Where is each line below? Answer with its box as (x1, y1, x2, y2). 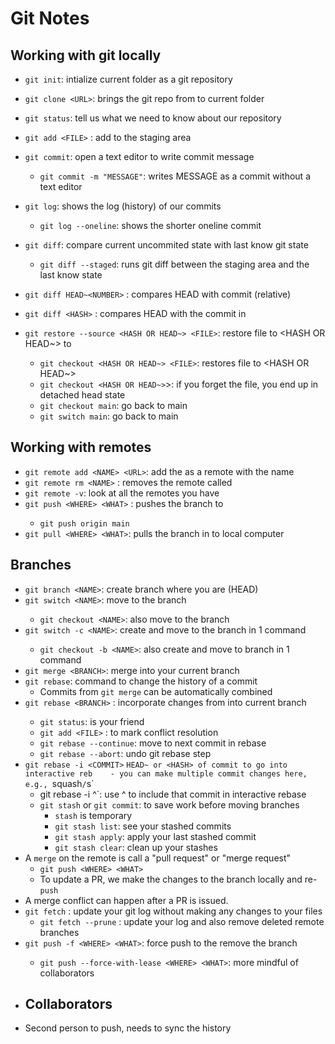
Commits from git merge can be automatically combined (39, 685, 273, 697)
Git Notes (10, 7, 90, 30)
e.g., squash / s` (24, 777, 95, 789)
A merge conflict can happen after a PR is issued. (24, 894, 229, 906)
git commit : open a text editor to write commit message (24, 151, 255, 162)
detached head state (39, 389, 126, 401)
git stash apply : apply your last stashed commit (54, 830, 257, 842)
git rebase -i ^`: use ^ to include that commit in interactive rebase (39, 788, 307, 800)
